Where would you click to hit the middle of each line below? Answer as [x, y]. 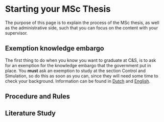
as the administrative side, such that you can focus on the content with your [82, 27]
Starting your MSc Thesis [58, 9]
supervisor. [16, 33]
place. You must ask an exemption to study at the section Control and [75, 71]
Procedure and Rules [37, 97]
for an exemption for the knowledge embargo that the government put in [78, 65]
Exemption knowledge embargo [55, 48]
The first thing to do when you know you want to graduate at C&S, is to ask [81, 60]
